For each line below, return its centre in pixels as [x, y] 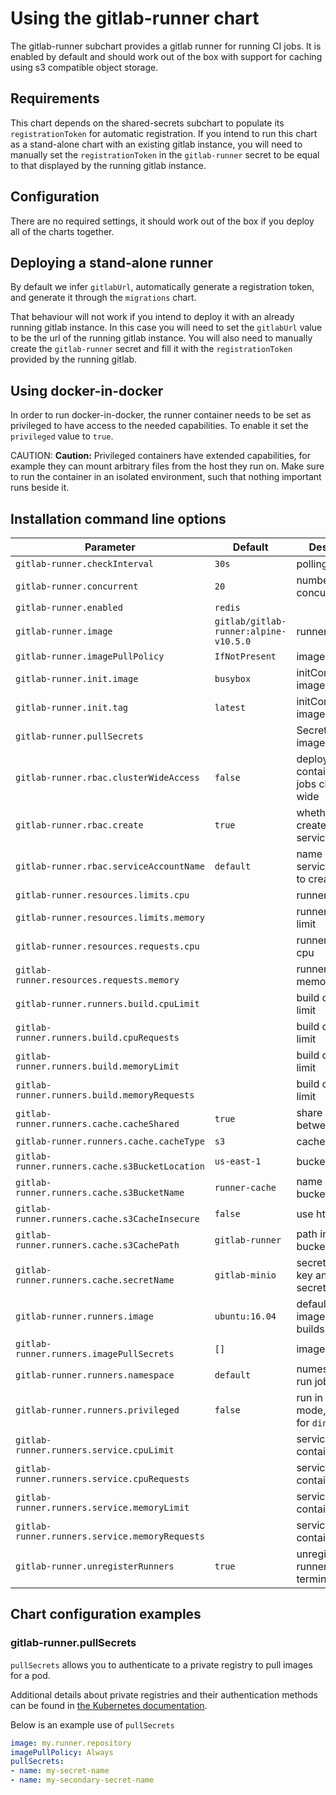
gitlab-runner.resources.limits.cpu [102, 895]
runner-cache [245, 1187]
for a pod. [30, 1675]
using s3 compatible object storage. [84, 67]
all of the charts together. [62, 231]
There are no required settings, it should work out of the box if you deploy [162, 221]
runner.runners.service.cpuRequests [102, 1478]
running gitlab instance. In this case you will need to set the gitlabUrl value [166, 328]
